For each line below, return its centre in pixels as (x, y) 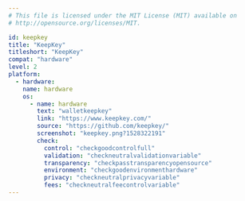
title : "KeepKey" (37, 44)
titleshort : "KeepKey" (46, 52)
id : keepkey (28, 37)
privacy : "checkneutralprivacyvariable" (112, 178)
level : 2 (23, 67)
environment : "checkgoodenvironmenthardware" (121, 170)
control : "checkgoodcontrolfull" (99, 148)
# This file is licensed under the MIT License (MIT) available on (123, 15)
